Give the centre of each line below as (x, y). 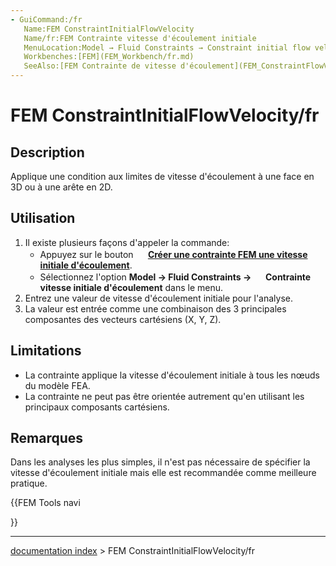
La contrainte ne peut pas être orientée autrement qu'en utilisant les (164, 396)
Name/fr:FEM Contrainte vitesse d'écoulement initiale (140, 38)
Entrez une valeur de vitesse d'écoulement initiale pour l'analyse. (158, 298)
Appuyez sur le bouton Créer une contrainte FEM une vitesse (173, 254)
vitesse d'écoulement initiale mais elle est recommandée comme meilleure (163, 473)
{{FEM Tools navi (45, 503)
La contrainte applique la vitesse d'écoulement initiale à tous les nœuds (172, 375)
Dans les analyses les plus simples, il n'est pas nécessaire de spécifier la (160, 462)
